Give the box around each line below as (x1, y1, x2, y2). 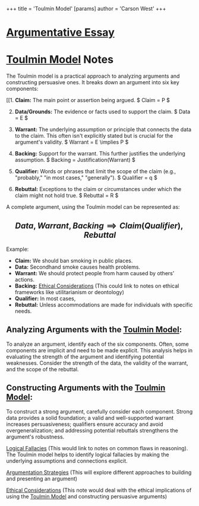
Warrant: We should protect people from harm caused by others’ (14, 269, 175, 276)
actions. (14, 276, 34, 283)
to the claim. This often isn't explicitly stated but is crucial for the (14, 132, 173, 139)
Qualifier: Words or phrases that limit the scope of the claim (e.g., (14, 168, 176, 175)
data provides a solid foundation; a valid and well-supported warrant (6, 414, 174, 421)
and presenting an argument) (6, 475, 78, 482)
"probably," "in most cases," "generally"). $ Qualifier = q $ (14, 174, 157, 182)
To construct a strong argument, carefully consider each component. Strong (6, 408, 193, 415)
